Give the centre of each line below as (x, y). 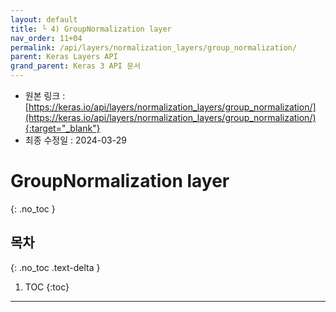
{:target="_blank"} (62, 128)
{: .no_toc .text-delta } (55, 267)
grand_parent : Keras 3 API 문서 (76, 66)
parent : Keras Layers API (64, 57)
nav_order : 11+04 (46, 38)
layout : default (44, 19)
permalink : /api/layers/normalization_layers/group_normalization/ (154, 47)
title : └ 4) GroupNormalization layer (91, 29)
